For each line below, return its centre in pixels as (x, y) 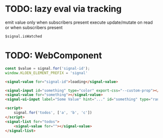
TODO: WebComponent (54, 55)
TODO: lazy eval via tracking (63, 9)
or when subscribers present (34, 27)
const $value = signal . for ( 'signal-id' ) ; (48, 68)
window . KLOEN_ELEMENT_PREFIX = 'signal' (47, 73)
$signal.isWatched (24, 36)
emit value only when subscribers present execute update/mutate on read (79, 22)
